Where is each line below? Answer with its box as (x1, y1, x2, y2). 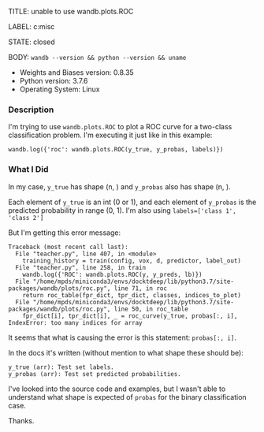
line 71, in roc (113, 284, 168, 292)
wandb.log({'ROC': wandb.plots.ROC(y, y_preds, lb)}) (22, 270, 203, 278)
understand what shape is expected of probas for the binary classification (8, 392, 247, 401)
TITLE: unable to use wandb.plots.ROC (8, 7, 134, 16)
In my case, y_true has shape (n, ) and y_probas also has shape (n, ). (8, 181, 231, 192)
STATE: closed (8, 37, 55, 47)
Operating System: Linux (19, 84, 100, 94)
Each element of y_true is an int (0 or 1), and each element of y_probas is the (8, 197, 257, 207)
